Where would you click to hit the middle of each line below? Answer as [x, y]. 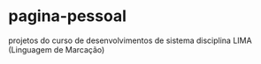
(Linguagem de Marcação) [57, 49]
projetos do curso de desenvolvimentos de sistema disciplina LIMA [130, 40]
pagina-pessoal [68, 16]
